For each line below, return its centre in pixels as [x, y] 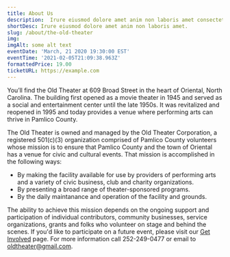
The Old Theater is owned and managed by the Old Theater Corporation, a [112, 132]
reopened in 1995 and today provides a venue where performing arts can [110, 112]
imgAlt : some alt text [39, 45]
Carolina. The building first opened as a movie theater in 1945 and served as [115, 97]
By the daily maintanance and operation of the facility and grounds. [112, 196]
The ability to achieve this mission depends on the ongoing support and [108, 210]
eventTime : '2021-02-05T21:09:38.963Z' [64, 58]
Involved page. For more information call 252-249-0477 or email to [102, 239]
